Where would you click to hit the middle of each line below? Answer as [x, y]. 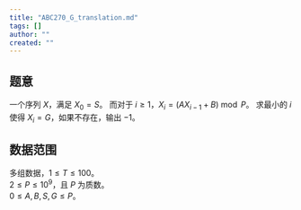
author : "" [30, 34]
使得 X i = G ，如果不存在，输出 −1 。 [75, 118]
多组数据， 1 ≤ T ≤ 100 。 [54, 173]
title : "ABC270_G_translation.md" [74, 17]
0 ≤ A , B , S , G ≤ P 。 [45, 196]
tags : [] [26, 26]
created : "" [31, 43]
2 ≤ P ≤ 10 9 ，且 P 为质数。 [59, 184]
